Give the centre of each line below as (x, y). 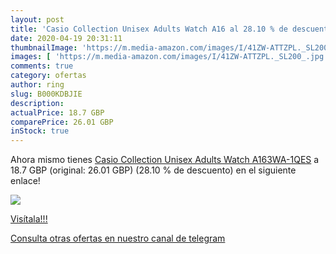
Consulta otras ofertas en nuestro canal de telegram (118, 238)
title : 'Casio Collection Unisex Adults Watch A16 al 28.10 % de (149, 29)
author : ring (37, 85)
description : (37, 103)
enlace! (25, 181)
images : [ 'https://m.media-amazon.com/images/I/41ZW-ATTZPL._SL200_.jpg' (169, 57)
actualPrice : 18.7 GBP (57, 112)
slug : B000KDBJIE (46, 94)
